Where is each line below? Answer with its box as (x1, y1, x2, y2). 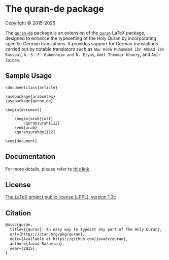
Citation (5, 209, 31, 217)
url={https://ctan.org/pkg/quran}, (10, 232, 85, 237)
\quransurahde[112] (14, 129, 56, 135)
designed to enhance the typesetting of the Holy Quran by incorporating (5, 35, 156, 41)
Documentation (5, 152, 56, 161)
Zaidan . (5, 56, 20, 63)
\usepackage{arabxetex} (5, 94, 56, 99)
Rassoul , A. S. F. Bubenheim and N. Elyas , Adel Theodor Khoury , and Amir (5, 51, 161, 57)
